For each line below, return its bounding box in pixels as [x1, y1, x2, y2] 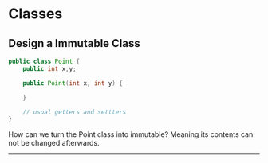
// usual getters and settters [22, 108, 127, 116]
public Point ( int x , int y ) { [22, 79, 124, 87]
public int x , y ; [22, 64, 77, 72]
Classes [8, 5, 63, 23]
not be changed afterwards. [8, 138, 100, 148]
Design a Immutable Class [8, 37, 141, 50]
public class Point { [8, 57, 81, 65]
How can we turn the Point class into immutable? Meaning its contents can [8, 130, 254, 139]
